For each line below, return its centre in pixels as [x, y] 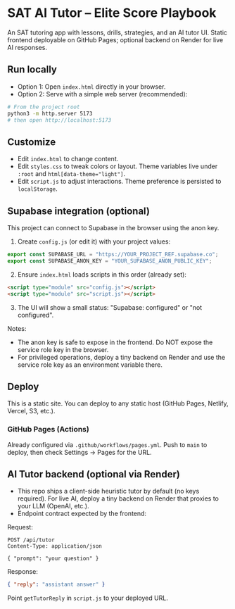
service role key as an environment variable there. [90, 365]
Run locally [32, 69]
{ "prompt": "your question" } [53, 559]
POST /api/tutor [31, 540]
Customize [32, 142]
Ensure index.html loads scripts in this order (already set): [102, 274]
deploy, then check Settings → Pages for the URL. [80, 452]
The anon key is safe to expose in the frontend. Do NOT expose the [115, 342]
